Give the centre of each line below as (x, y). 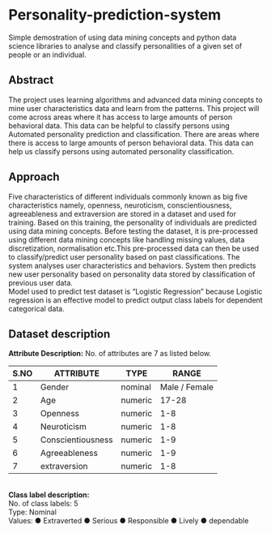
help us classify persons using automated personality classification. (121, 151)
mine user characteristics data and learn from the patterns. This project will (134, 108)
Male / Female (187, 387)
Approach (34, 177)
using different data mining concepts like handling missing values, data (127, 239)
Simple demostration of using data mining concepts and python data (123, 37)
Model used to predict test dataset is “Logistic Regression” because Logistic (135, 291)
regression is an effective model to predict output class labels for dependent (135, 300)
